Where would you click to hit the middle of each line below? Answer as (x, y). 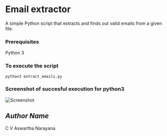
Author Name (27, 116)
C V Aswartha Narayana (30, 128)
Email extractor (38, 9)
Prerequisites (22, 41)
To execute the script (32, 66)
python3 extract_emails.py (34, 76)
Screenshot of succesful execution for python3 (65, 89)
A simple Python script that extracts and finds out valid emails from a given (84, 23)
